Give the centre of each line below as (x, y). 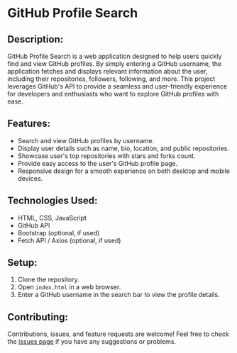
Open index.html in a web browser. (69, 287)
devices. (30, 178)
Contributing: (38, 317)
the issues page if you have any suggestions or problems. (92, 342)
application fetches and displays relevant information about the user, (108, 71)
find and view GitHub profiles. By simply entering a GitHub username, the (115, 64)
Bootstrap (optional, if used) (59, 232)
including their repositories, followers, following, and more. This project (111, 79)
